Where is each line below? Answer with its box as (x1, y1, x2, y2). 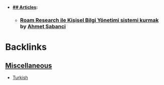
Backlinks (5, 41, 47, 53)
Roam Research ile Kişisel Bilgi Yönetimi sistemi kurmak (20, 16, 159, 23)
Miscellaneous (5, 61, 52, 69)
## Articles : (12, 4, 38, 10)
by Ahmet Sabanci (20, 22, 66, 29)
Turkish (12, 74, 29, 80)
